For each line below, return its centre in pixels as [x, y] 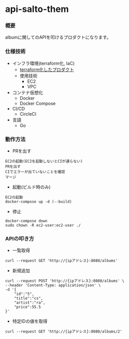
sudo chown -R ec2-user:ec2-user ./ [43, 225]
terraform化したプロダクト [47, 69]
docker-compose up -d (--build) [38, 202]
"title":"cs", [29, 298]
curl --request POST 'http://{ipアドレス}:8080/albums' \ [65, 281]
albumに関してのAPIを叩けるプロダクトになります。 [58, 37]
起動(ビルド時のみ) [32, 187]
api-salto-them [37, 9]
